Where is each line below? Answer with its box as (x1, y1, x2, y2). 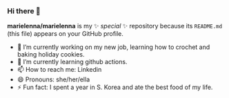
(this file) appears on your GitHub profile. (7, 30, 124, 38)
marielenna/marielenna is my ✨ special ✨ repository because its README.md (7, 22, 223, 30)
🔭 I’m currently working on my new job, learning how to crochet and (17, 43, 210, 51)
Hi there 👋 (7, 6, 41, 16)
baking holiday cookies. (17, 50, 85, 59)
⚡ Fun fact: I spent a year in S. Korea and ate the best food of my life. (17, 83, 213, 92)
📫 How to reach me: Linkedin (17, 66, 102, 74)
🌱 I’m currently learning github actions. (17, 58, 128, 66)
